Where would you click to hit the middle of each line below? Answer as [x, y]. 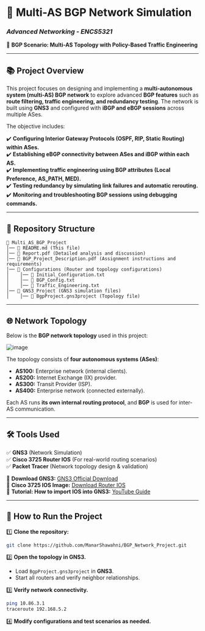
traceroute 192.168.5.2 [37, 609]
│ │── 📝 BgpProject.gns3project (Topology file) [73, 296]
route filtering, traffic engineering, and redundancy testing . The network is [103, 102]
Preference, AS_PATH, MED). [44, 179]
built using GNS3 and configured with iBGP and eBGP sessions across [95, 108]
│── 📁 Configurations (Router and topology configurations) [85, 270]
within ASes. [23, 147]
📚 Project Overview [45, 71]
